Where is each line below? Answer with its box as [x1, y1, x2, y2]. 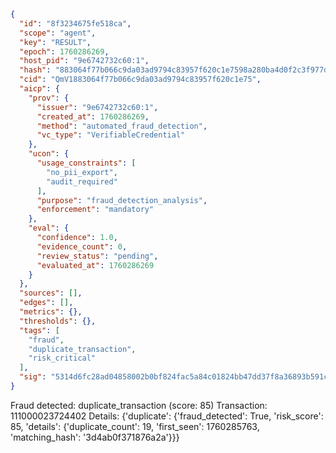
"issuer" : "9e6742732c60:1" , [36, 102, 159, 112]
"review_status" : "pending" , [36, 251, 159, 261]
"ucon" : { [28, 149, 70, 159]
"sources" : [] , [19, 288, 83, 299]
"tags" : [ [19, 325, 60, 335]
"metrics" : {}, [19, 307, 83, 317]
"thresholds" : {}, [19, 316, 97, 326]
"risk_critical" [28, 353, 97, 364]
